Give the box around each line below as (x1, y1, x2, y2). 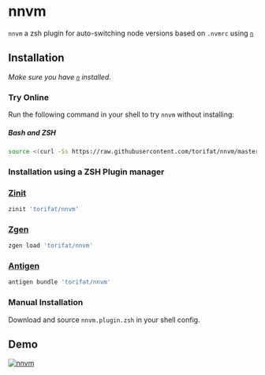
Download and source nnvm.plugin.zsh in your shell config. (8, 314, 200, 325)
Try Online (8, 91, 50, 102)
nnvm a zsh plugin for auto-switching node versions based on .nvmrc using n (8, 28, 254, 38)
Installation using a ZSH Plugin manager (8, 166, 165, 177)
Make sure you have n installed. (8, 72, 112, 81)
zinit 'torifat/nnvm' (8, 206, 80, 213)
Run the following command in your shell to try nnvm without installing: (8, 110, 235, 120)
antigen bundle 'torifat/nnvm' (8, 278, 111, 286)
